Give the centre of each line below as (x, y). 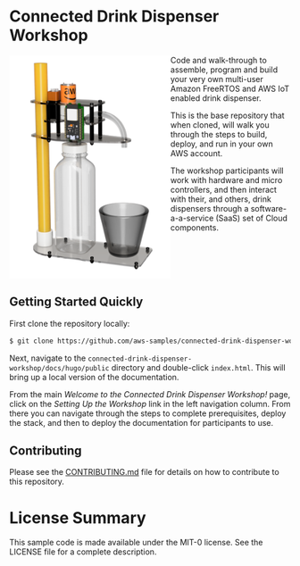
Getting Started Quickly (76, 302)
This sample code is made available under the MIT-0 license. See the (136, 543)
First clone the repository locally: (70, 323)
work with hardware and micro (226, 179)
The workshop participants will (227, 171)
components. (194, 227)
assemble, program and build (224, 70)
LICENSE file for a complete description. (83, 552)
